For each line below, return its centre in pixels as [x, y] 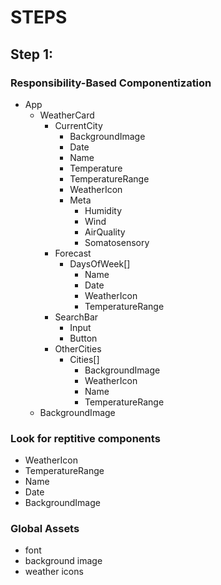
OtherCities [78, 348]
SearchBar [76, 317]
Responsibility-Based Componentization [111, 83]
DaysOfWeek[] [100, 263]
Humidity [103, 210]
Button [83, 338]
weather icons [54, 572]
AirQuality [105, 232]
